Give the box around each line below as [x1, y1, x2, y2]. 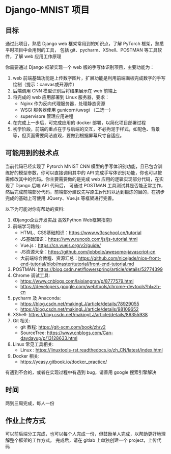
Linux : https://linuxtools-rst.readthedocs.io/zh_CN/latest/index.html [20, 347, 163, 353]
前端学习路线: [12, 223, 41, 229]
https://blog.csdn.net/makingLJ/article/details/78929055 [20, 300, 139, 307]
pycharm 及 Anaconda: [12, 295, 61, 301]
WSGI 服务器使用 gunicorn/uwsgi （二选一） [20, 107, 113, 113]
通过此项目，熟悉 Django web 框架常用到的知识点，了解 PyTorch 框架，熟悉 [5, 41, 164, 46]
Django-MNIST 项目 [5, 4, 90, 16]
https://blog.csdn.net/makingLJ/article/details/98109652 [20, 306, 139, 312]
